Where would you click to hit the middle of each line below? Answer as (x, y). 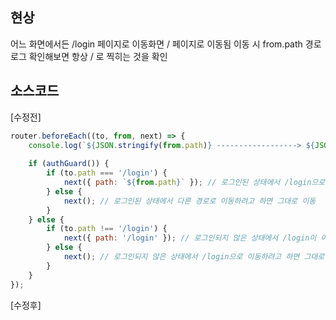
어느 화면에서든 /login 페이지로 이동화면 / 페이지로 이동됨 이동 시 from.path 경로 (166, 44)
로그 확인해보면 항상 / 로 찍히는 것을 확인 (89, 56)
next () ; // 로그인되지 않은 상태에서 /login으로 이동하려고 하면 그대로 (194, 257)
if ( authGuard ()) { (69, 164)
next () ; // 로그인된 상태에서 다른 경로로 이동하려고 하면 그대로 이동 (190, 201)
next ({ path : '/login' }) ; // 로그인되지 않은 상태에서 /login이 (190, 238)
